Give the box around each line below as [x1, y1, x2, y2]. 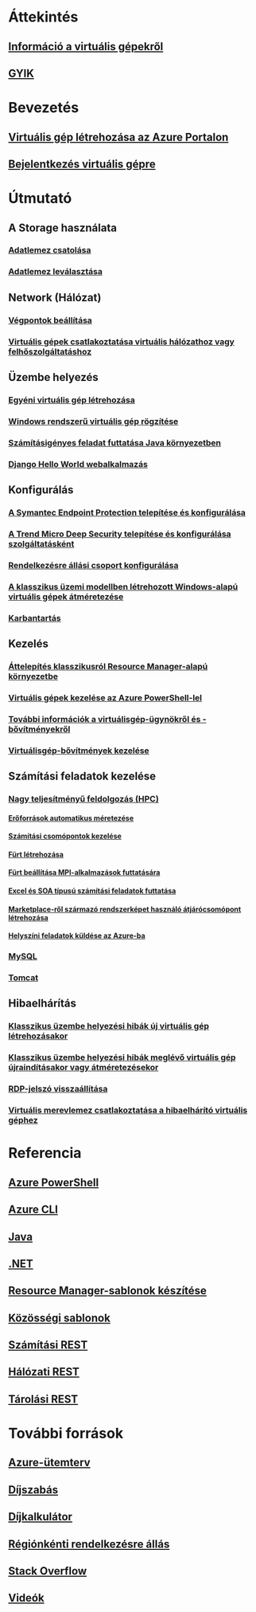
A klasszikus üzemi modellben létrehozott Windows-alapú [8, 581, 239, 592]
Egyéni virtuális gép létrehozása [8, 394, 135, 406]
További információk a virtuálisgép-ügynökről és [8, 713, 201, 724]
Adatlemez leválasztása [8, 266, 103, 277]
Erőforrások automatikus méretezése [8, 813, 134, 822]
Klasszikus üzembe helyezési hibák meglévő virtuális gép [8, 1052, 236, 1063]
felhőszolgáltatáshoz [8, 346, 92, 357]
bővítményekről [8, 724, 71, 735]
